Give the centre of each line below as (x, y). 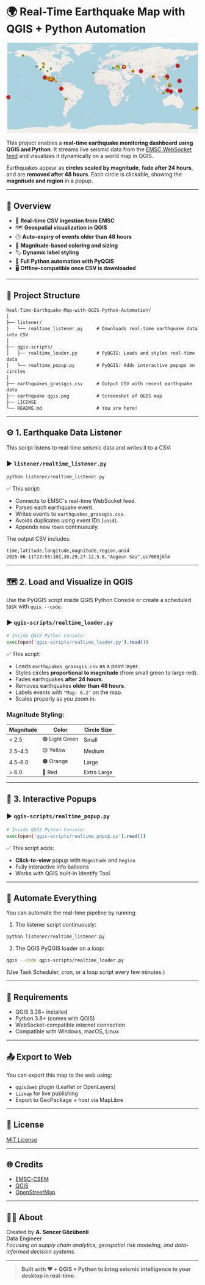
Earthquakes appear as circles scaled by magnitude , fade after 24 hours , (100, 168)
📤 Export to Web (39, 1057)
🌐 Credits (25, 1165)
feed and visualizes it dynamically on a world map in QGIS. (80, 156)
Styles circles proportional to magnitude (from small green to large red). (106, 673)
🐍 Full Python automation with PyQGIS (65, 262)
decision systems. (53, 1252)
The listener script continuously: (56, 925)
